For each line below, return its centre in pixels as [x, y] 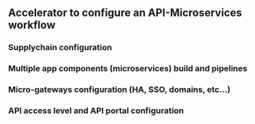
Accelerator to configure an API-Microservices [125, 13]
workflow [32, 26]
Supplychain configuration [60, 48]
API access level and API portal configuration [96, 111]
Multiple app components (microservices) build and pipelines [128, 68]
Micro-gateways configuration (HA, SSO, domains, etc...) [120, 89]
